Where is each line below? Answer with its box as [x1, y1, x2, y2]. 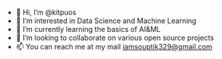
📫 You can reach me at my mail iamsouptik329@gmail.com [15, 42, 213, 51]
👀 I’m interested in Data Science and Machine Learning [15, 16, 197, 26]
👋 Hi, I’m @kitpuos [15, 8, 77, 17]
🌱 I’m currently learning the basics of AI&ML [15, 25, 161, 33]
